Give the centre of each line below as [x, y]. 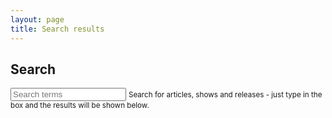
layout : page [37, 19]
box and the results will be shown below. [80, 106]
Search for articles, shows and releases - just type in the [225, 95]
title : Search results [57, 29]
